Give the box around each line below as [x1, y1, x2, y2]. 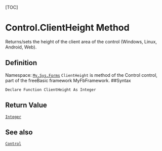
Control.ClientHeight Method [5, 22, 130, 33]
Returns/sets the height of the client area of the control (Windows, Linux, [5, 38, 157, 44]
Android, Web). [5, 44, 37, 50]
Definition [5, 59, 37, 67]
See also [5, 128, 33, 136]
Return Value [5, 101, 47, 110]
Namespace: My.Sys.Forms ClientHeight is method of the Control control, [5, 72, 158, 78]
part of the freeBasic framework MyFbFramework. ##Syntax [5, 77, 131, 83]
